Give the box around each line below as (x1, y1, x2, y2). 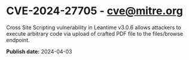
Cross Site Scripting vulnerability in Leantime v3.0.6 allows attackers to (6, 24, 181, 31)
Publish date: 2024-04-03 (6, 48, 72, 55)
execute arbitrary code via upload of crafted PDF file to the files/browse (6, 30, 184, 37)
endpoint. (6, 36, 30, 43)
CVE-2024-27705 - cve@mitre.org (6, 4, 184, 18)
